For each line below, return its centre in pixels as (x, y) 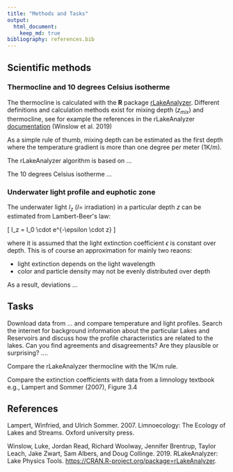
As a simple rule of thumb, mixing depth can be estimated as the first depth (115, 140)
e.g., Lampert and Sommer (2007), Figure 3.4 (72, 387)
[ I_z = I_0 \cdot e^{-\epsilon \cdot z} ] (62, 229)
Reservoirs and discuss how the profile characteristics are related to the (110, 338)
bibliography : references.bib (51, 40)
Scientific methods (49, 68)
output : (18, 20)
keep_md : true (40, 33)
